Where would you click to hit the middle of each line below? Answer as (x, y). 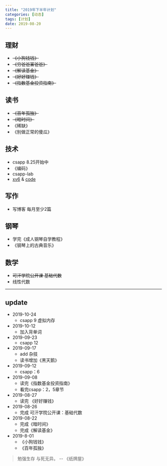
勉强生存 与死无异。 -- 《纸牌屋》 (52, 459)
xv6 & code (24, 179)
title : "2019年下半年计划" (31, 10)
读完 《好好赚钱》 (38, 401)
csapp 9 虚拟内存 (38, 320)
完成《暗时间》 (35, 424)
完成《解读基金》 (37, 430)
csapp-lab (23, 174)
